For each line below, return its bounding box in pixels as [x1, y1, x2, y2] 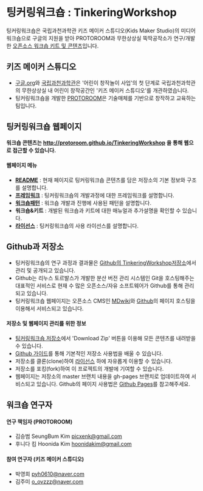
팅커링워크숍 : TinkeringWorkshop [6, 5, 177, 20]
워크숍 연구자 [6, 400, 53, 410]
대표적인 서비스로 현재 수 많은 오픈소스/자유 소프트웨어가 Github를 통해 [15, 282, 184, 289]
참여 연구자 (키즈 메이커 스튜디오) [6, 455, 84, 462]
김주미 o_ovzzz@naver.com [15, 478, 84, 485]
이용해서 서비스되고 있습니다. [15, 304, 84, 312]
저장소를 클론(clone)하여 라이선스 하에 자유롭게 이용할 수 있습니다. [15, 357, 173, 365]
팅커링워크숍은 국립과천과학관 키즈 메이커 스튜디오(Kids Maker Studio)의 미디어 [6, 27, 196, 34]
